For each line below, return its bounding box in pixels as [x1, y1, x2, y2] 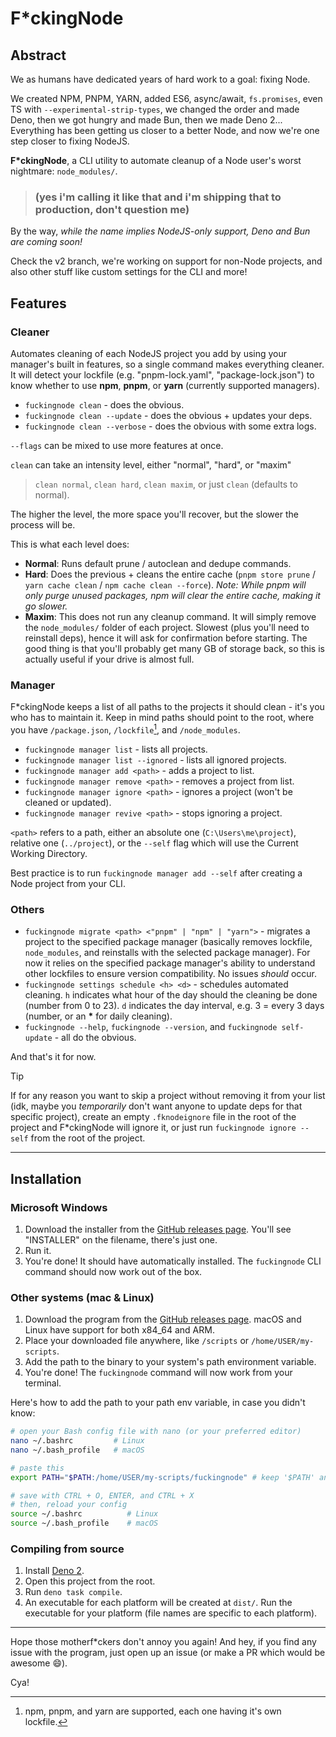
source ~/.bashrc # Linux [10, 1509, 159, 1519]
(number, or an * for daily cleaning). [24, 1010, 173, 1022]
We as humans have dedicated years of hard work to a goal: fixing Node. [10, 73, 311, 85]
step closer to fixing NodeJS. [10, 135, 130, 147]
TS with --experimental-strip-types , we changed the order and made [10, 103, 300, 115]
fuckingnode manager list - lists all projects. [24, 743, 208, 755]
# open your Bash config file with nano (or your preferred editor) [10, 1427, 302, 1437]
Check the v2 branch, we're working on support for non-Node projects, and [10, 255, 323, 267]
